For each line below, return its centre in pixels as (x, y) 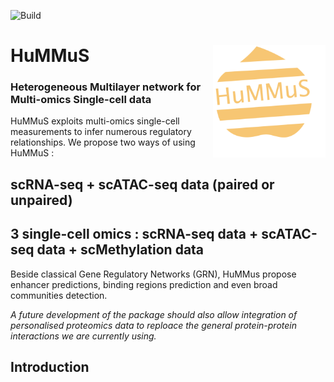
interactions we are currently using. (83, 336)
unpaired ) (41, 200)
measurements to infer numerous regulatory (101, 132)
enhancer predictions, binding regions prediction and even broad (144, 284)
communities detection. (59, 295)
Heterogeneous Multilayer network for (106, 87)
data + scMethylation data (120, 250)
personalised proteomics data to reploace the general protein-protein (153, 325)
